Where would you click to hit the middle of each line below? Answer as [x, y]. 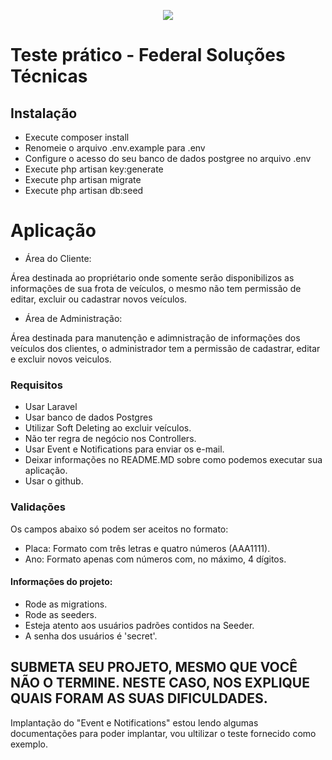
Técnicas [49, 76]
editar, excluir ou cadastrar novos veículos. [99, 299]
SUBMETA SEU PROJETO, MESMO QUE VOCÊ [154, 667]
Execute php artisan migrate [83, 179]
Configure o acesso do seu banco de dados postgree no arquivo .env [168, 158]
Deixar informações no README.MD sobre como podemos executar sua [173, 460]
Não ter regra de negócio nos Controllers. [110, 439]
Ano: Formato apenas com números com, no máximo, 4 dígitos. [155, 559]
